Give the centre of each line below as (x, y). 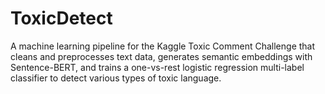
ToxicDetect (61, 18)
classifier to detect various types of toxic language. (116, 78)
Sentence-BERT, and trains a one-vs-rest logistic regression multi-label (157, 67)
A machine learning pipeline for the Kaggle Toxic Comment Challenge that (163, 46)
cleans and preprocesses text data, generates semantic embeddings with (161, 56)
